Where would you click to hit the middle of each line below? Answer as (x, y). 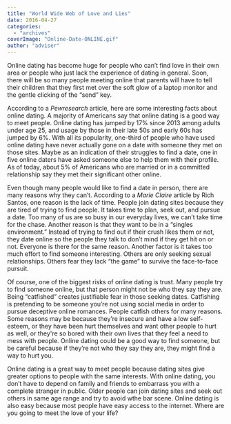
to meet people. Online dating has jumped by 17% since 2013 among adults (114, 123)
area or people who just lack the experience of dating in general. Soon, (108, 73)
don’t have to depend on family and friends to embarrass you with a (103, 384)
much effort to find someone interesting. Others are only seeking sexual (109, 254)
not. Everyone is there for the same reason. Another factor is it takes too (110, 247)
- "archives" (32, 33)
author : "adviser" (33, 46)
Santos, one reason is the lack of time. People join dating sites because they (115, 202)
